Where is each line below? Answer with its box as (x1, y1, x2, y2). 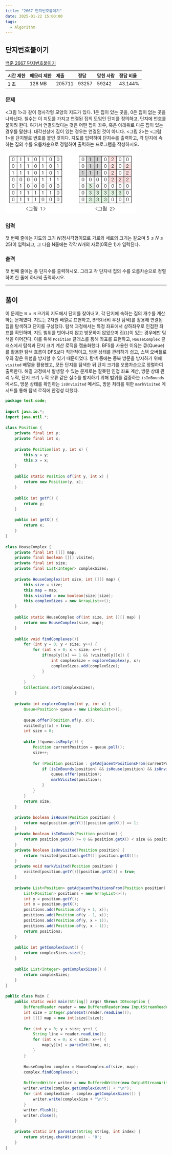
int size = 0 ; (24, 728, 54, 734)
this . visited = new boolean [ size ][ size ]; (24, 593, 114, 598)
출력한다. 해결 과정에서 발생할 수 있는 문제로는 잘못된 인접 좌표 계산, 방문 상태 (5, 368, 160, 374)
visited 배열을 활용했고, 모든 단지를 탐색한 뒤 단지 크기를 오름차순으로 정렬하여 (5, 362, 163, 368)
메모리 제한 (30, 72, 52, 79)
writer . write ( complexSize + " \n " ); (32, 1096, 109, 1102)
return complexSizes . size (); (24, 950, 86, 956)
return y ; (24, 501, 45, 506)
